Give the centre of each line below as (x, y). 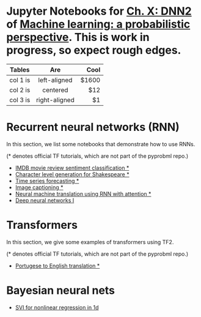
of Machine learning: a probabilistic (98, 24)
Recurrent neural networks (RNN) (93, 127)
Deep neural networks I (45, 200)
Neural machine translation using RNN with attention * (83, 193)
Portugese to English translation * (57, 266)
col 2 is (20, 90)
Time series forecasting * (47, 181)
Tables (20, 70)
